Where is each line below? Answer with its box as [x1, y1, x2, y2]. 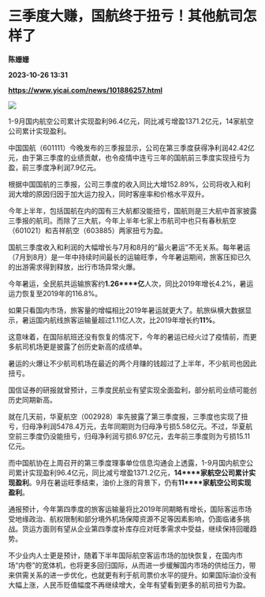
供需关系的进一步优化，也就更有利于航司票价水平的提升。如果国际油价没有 [14, 570, 257, 580]
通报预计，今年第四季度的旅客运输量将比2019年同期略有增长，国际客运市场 [8, 504, 252, 514]
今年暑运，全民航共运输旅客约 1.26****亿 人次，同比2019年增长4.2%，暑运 [8, 279, 254, 288]
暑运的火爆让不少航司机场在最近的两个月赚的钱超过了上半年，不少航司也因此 [8, 358, 257, 368]
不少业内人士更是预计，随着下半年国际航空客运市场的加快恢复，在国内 [8, 551, 237, 560]
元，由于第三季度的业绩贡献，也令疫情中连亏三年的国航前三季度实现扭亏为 [8, 153, 250, 162]
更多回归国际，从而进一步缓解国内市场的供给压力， [83, 560, 250, 569]
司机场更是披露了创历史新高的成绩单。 [21, 342, 147, 351]
